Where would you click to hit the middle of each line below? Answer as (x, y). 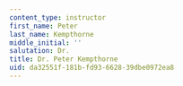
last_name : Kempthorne (52, 34)
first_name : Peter (44, 26)
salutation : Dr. (39, 51)
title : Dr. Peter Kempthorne (64, 59)
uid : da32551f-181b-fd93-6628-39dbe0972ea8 (92, 68)
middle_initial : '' (46, 43)
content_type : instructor (57, 17)
